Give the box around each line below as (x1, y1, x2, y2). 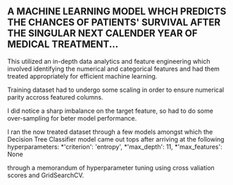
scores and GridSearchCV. (7, 171, 84, 179)
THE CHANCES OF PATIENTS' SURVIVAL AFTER (7, 17, 221, 29)
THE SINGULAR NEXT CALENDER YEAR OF (7, 27, 198, 39)
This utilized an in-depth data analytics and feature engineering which (7, 57, 210, 65)
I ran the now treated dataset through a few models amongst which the (7, 128, 213, 136)
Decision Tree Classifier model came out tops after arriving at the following (7, 135, 225, 143)
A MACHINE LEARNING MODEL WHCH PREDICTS (7, 6, 227, 18)
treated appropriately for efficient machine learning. (7, 71, 158, 80)
